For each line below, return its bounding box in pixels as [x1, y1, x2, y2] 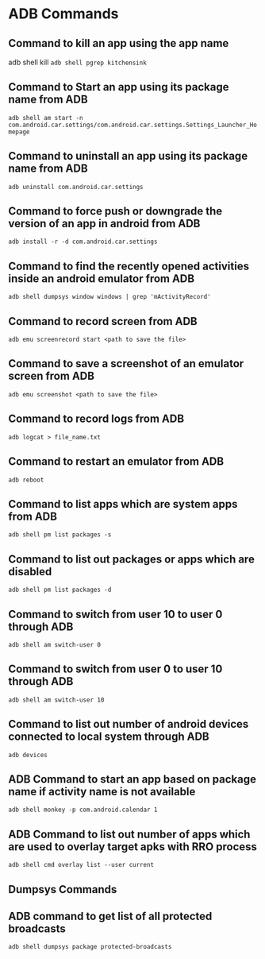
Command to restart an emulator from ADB [8, 454, 225, 469]
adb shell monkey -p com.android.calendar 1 [8, 806, 158, 814]
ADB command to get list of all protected [8, 909, 213, 922]
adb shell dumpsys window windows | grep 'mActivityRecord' [8, 293, 212, 301]
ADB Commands [8, 5, 119, 23]
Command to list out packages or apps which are [8, 552, 255, 566]
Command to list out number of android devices [8, 717, 249, 731]
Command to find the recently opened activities [8, 259, 250, 273]
